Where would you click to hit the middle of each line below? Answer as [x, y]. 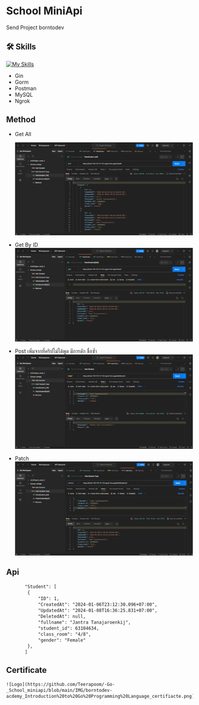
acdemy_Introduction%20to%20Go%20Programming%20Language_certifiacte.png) [100, 697]
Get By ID [26, 245]
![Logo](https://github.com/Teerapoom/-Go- [61, 685]
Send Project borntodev [35, 27]
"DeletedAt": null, [62, 616]
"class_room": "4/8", [65, 634]
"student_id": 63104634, [68, 628]
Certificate [27, 670]
